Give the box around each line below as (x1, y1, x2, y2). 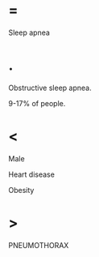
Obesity (8, 185, 35, 195)
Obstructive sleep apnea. (8, 83, 92, 92)
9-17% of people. (8, 98, 66, 108)
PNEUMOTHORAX (8, 240, 69, 250)
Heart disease (8, 169, 55, 179)
